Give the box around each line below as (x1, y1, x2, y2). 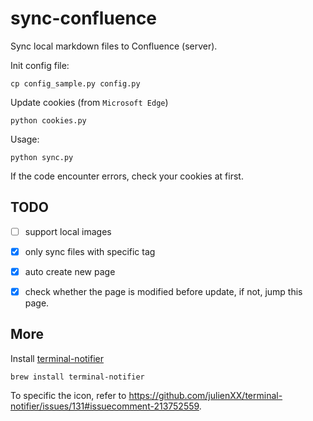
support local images (24, 225, 112, 237)
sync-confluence (10, 7, 158, 30)
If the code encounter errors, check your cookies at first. (10, 170, 244, 182)
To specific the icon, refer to (10, 389, 127, 401)
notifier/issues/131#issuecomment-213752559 (10, 400, 200, 412)
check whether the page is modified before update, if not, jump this (24, 285, 303, 297)
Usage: (10, 133, 40, 145)
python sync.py (10, 152, 74, 162)
